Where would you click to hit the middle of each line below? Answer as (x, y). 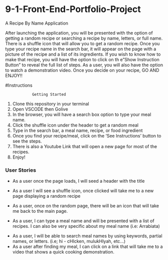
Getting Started (49, 94)
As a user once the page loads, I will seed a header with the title (78, 181)
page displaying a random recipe (46, 196)
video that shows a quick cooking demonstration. (63, 252)
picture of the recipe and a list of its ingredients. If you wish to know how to (83, 54)
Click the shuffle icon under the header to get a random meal (75, 125)
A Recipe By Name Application (37, 23)
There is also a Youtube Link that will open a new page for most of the (85, 146)
